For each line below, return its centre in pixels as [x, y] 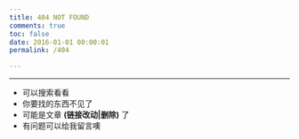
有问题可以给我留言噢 [61, 126]
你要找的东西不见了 [57, 104]
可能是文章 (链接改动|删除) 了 [76, 115]
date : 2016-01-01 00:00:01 [59, 42]
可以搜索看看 [45, 93]
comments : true [37, 26]
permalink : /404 [39, 50]
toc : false [29, 34]
